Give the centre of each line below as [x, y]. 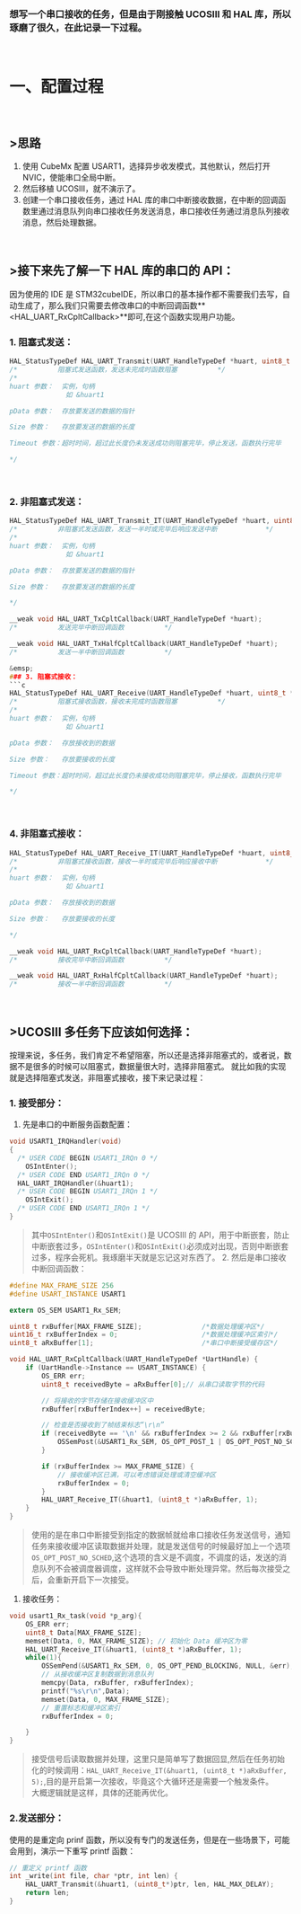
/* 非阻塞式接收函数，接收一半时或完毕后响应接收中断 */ [142, 861]
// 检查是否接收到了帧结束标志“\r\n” [103, 1425]
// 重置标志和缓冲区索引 [81, 1708]
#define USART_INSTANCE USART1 [68, 1294]
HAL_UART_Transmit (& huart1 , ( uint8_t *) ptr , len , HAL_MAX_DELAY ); [150, 1884]
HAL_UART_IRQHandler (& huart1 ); [76, 1183]
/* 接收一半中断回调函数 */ [91, 984]
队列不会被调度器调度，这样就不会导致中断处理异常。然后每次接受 [161, 1569]
